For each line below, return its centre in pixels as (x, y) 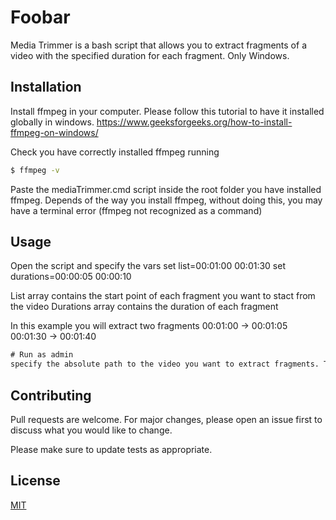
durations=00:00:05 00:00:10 (71, 277)
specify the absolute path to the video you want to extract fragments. (165, 364)
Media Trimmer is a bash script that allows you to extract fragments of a (158, 45)
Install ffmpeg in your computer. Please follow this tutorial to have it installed (167, 111)
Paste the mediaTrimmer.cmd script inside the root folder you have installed (166, 189)
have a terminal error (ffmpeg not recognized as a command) (136, 210)
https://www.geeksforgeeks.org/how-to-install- (194, 122)
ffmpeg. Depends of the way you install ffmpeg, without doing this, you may (166, 200)
